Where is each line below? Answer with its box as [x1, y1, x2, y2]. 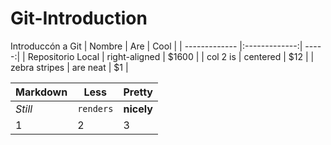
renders [77, 103, 114, 114]
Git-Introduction [10, 7, 148, 30]
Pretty [123, 85, 153, 99]
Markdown [15, 85, 68, 99]
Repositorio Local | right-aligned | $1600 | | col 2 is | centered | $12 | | [27, 50, 315, 62]
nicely [123, 102, 153, 116]
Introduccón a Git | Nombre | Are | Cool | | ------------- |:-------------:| [10, 40, 303, 52]
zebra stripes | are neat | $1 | [10, 61, 129, 73]
